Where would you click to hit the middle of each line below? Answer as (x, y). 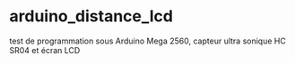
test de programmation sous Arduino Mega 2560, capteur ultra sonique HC (148, 41)
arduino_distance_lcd (91, 16)
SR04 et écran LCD (45, 50)
